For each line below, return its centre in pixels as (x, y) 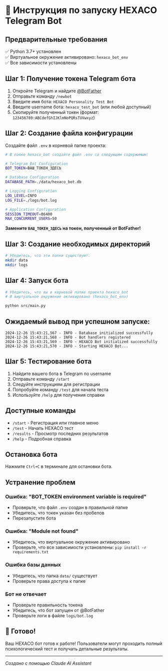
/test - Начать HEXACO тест (43, 428)
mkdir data (16, 260)
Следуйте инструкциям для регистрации (56, 384)
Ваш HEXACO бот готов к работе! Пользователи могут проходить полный (84, 643)
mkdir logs (16, 265)
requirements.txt (30, 552)
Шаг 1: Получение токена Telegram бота (70, 79)
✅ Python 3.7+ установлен (33, 51)
